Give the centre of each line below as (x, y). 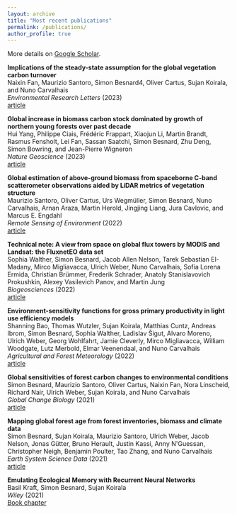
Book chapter (27, 503)
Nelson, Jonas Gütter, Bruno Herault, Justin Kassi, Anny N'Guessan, (106, 444)
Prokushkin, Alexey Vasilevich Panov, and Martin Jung (86, 282)
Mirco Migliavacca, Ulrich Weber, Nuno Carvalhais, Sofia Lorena (127, 267)
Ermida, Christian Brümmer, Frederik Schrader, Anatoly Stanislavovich (109, 274)
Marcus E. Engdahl (35, 216)
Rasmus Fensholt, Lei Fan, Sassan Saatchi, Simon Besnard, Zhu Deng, (109, 142)
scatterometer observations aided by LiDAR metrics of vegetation (106, 186)
